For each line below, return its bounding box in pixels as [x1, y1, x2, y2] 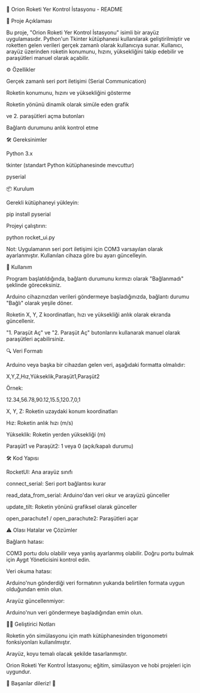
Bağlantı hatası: [6, 538, 44, 545]
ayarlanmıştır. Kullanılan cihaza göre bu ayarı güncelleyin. [6, 252, 148, 259]
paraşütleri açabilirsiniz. [6, 336, 65, 342]
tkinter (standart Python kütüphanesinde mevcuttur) [6, 162, 135, 168]
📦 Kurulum [6, 185, 35, 192]
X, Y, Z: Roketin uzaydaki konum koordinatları [6, 408, 118, 415]
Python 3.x [6, 150, 33, 157]
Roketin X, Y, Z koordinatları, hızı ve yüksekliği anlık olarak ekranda [6, 311, 171, 318]
